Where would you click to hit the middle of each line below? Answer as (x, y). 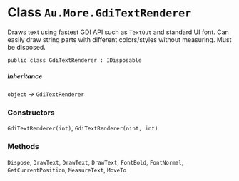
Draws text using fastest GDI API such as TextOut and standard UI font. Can (118, 32)
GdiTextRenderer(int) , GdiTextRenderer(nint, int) (83, 128)
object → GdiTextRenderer (46, 94)
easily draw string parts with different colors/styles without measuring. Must (119, 39)
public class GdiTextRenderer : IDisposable (75, 60)
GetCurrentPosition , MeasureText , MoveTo (67, 170)
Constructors (31, 113)
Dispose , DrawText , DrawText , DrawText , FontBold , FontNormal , (96, 162)
